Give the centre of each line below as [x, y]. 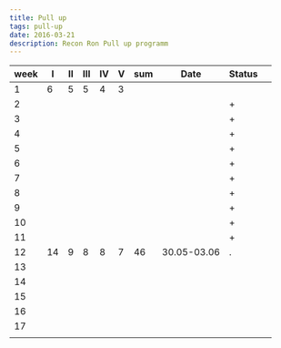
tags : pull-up [36, 26]
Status [243, 74]
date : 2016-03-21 [42, 35]
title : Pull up [38, 18]
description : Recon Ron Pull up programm [89, 43]
